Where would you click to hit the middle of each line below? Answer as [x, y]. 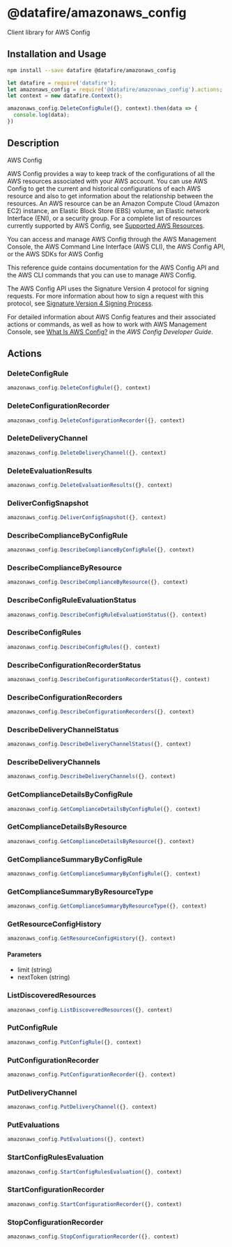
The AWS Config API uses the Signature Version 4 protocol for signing [108, 289]
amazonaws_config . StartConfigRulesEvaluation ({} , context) [95, 1172]
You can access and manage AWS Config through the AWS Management [112, 239]
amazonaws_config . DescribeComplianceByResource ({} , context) [98, 582]
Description [33, 144]
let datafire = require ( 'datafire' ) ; [62, 83]
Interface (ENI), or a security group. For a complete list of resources [105, 218]
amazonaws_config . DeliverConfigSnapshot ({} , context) [87, 518]
